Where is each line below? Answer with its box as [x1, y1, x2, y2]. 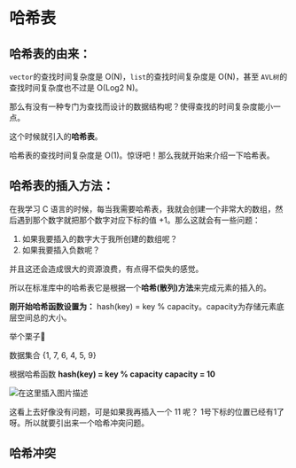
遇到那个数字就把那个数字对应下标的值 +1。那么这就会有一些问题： [16, 214, 261, 225]
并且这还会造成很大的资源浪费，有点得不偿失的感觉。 [9, 263, 204, 274]
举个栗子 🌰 [9, 331, 46, 341]
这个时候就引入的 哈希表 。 [9, 131, 103, 142]
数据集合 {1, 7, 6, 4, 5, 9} [9, 349, 97, 360]
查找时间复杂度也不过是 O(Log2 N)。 [9, 82, 144, 93]
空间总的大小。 [16, 312, 72, 323]
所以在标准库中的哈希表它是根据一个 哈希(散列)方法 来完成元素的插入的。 [9, 282, 272, 292]
